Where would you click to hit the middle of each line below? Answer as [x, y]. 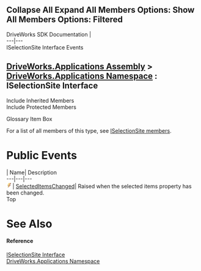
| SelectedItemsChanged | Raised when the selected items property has [102, 186]
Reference [20, 241]
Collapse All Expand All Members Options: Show [100, 10]
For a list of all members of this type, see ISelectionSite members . [89, 130]
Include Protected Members [41, 107]
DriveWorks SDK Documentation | [49, 34]
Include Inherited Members [40, 100]
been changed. [25, 193]
